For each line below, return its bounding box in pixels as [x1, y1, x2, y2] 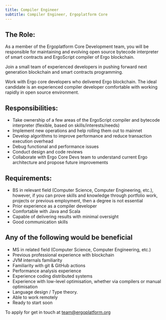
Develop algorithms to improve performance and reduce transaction [12, 133, 152, 139]
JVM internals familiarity [12, 257, 63, 263]
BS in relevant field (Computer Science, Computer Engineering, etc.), [12, 187, 154, 193]
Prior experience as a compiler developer [12, 203, 97, 209]
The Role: [5, 30, 36, 39]
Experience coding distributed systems [12, 273, 93, 279]
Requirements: [5, 174, 52, 182]
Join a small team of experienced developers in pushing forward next [5, 64, 148, 70]
